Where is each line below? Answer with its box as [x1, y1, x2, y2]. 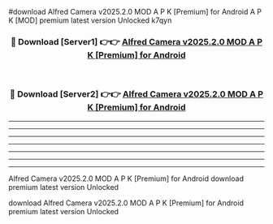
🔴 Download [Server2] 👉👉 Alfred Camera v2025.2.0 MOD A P [9, 88, 264, 100]
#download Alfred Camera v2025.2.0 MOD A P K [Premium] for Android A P [8, 7, 262, 16]
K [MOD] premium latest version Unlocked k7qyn [8, 15, 172, 25]
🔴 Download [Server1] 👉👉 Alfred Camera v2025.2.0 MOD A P [11, 36, 262, 47]
